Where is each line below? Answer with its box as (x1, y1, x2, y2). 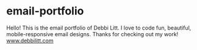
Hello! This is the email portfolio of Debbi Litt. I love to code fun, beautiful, (6, 24, 192, 31)
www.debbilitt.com (6, 37, 54, 44)
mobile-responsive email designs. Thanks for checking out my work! (6, 30, 179, 37)
